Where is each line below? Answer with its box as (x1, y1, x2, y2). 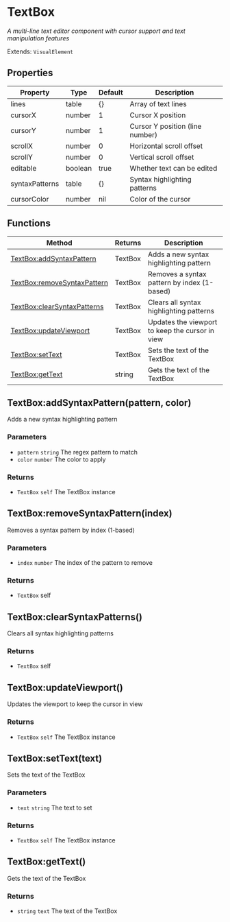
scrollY (10, 152, 33, 162)
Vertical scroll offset (129, 152, 194, 162)
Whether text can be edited (129, 163, 218, 173)
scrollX (10, 141, 33, 151)
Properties (7, 67, 53, 79)
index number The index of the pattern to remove (16, 559, 153, 567)
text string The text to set (16, 803, 92, 812)
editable (10, 163, 37, 173)
